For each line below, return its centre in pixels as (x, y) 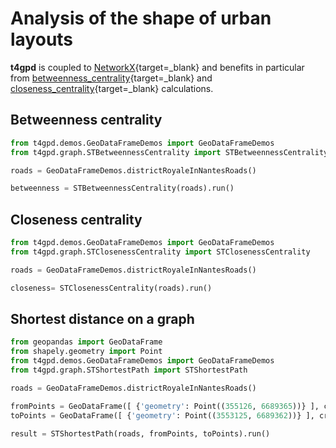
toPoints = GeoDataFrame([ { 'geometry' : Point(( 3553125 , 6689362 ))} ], (162, 415)
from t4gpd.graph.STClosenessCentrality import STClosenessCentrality (160, 252)
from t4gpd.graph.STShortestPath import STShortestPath (129, 370)
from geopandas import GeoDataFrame (86, 342)
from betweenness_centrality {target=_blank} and (111, 78)
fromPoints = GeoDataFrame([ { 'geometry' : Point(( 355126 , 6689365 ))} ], (165, 406)
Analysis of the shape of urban (141, 18)
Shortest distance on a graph (102, 318)
